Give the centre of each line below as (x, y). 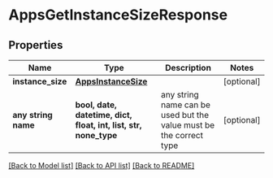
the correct (182, 135)
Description (188, 68)
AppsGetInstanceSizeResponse (118, 15)
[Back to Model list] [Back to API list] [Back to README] (102, 165)
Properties (36, 45)
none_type (96, 135)
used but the (185, 115)
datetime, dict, (104, 115)
